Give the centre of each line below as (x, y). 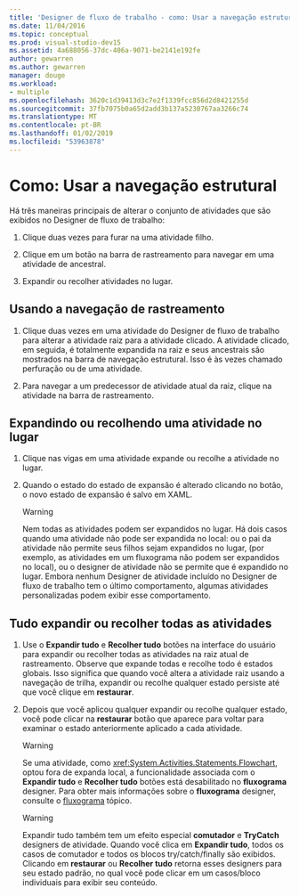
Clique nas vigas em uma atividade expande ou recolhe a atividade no (150, 459)
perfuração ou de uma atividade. (82, 368)
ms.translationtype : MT (53, 117)
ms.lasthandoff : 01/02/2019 (61, 134)
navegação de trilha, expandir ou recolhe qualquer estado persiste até (151, 683)
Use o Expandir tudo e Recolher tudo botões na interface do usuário (149, 645)
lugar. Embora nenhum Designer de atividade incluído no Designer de (149, 576)
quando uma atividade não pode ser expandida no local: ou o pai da (146, 539)
